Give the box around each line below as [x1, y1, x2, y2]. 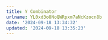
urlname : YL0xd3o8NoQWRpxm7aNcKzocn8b [6, 14, 102, 20]
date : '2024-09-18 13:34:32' [6, 19, 78, 25]
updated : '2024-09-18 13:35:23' [6, 25, 86, 31]
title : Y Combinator [6, 8, 58, 15]
